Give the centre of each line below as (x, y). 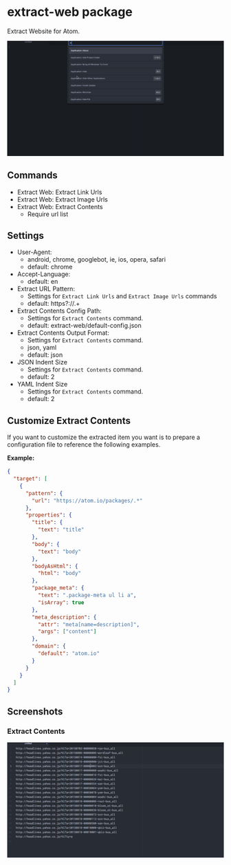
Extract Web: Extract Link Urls (59, 192)
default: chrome (50, 267)
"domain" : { (49, 646)
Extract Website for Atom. (44, 31)
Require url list (48, 214)
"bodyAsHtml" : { (55, 566)
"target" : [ (31, 479)
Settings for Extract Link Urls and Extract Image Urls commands (122, 296)
